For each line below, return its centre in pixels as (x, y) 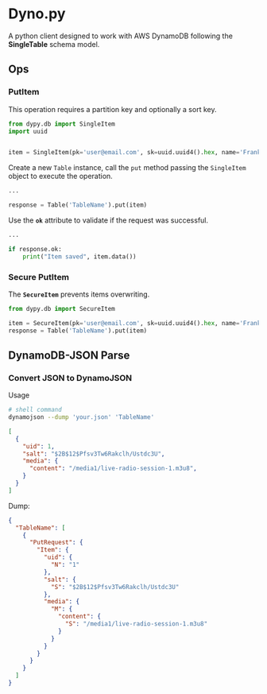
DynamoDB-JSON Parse (69, 355)
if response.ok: (35, 249)
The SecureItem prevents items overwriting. (79, 294)
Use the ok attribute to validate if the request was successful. (108, 220)
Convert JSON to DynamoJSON (70, 378)
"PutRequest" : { (56, 543)
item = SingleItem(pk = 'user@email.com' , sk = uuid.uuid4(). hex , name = (124, 153)
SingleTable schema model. (54, 44)
